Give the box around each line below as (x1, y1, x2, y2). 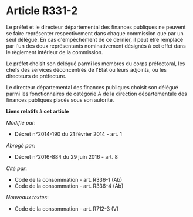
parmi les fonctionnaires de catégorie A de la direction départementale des (6, 90, 188, 97)
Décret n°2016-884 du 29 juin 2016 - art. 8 (14, 153, 118, 160)
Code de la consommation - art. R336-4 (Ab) (14, 182, 124, 189)
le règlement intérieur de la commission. (6, 48, 103, 55)
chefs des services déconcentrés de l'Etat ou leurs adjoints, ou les (6, 66, 167, 73)
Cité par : (6, 165, 28, 172)
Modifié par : (6, 119, 36, 126)
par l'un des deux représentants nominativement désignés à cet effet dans (6, 42, 186, 49)
